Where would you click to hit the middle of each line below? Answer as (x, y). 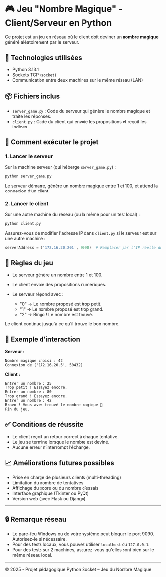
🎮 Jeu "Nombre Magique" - (64, 9)
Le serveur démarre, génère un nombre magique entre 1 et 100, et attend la (82, 186)
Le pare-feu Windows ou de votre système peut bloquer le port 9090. (83, 534)
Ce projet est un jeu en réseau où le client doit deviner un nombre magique (82, 37)
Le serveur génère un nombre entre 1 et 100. (57, 275)
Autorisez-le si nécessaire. (39, 539)
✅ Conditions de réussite (44, 424)
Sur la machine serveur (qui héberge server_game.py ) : (61, 167)
